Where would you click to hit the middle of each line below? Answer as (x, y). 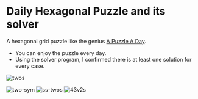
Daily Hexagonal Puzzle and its (86, 11)
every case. (30, 66)
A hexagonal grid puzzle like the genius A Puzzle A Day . (76, 41)
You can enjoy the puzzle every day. (61, 53)
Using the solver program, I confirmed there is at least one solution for (103, 59)
